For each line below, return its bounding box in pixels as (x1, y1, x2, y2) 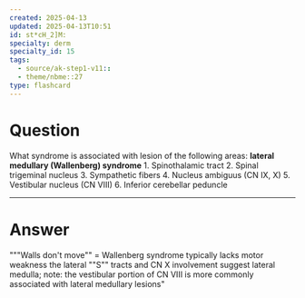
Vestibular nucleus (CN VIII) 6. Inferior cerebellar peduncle (9, 179, 229, 190)
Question (9, 120, 80, 141)
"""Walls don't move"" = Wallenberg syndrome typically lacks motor (9, 249, 264, 260)
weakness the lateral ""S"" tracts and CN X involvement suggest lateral (9, 259, 275, 270)
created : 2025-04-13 (9, 13, 88, 23)
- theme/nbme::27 (17, 73, 84, 82)
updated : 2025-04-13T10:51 (9, 22, 112, 31)
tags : (9, 55, 30, 65)
